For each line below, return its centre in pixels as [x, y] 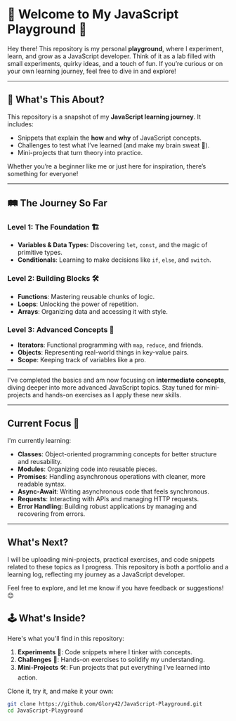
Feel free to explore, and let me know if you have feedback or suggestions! [116, 588]
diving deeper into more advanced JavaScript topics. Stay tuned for [105, 388]
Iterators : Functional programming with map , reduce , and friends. [110, 345]
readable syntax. [42, 484]
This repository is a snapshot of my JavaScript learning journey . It [104, 117]
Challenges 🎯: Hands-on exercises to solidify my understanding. [111, 660]
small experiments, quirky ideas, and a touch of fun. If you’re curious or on [115, 63]
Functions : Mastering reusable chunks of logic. [86, 296]
